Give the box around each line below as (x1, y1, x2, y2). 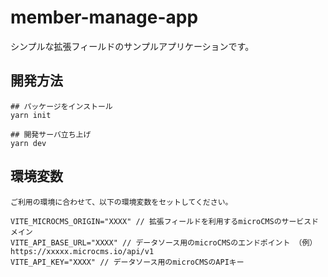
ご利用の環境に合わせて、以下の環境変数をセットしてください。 (10, 197, 233, 207)
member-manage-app (10, 6, 199, 29)
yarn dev (10, 138, 47, 148)
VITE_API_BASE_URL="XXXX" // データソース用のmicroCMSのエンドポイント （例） (10, 237, 318, 248)
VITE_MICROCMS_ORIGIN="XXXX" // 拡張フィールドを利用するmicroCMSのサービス (10, 216, 312, 226)
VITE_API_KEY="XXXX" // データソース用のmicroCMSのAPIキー (10, 257, 245, 267)
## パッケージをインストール (10, 101, 113, 111)
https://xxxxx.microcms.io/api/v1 (10, 246, 155, 256)
